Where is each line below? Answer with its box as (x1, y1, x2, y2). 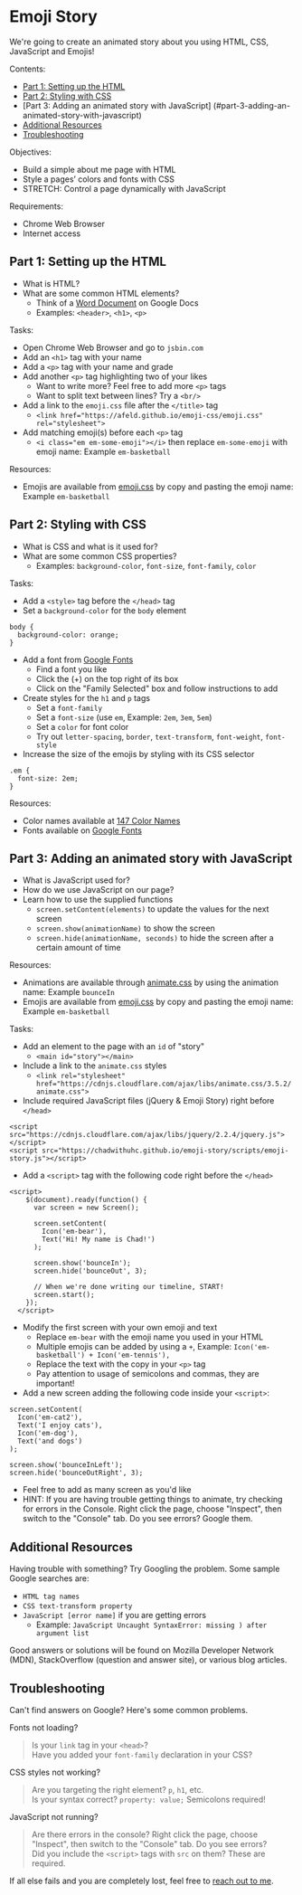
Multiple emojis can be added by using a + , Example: (35, 1341, 232, 1352)
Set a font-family (35, 702, 102, 713)
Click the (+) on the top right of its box (35, 673, 179, 684)
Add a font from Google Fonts (22, 654, 134, 665)
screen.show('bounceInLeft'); (9, 1461, 124, 1470)
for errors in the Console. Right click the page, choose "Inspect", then (22, 1503, 282, 1514)
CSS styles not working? (9, 1767, 101, 1777)
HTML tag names (22, 1592, 80, 1602)
